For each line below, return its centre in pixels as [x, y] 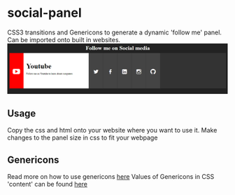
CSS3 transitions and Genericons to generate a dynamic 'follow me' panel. [115, 32]
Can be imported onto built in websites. [64, 39]
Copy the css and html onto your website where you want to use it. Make [112, 130]
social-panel [44, 13]
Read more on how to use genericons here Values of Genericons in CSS [111, 177]
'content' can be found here [47, 184]
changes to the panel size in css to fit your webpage [83, 137]
